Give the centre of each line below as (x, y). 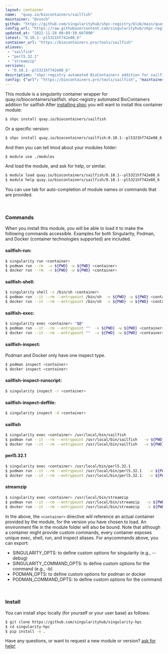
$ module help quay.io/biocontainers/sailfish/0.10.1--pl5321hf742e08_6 (82, 180)
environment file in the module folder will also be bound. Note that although (83, 527)
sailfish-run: (18, 250)
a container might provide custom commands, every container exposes (78, 532)
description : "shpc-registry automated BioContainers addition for (77, 75)
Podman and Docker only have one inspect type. (55, 356)
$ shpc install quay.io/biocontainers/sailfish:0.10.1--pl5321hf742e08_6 (84, 138)
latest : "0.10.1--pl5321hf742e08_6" (43, 38)
